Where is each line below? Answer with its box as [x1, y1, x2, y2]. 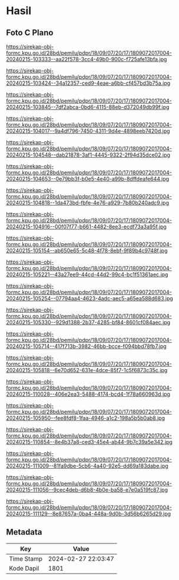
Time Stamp [9, 555, 43, 563]
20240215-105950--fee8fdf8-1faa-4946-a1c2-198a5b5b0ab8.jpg [6, 415, 165, 422]
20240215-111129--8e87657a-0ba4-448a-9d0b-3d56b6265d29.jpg [6, 511, 171, 517]
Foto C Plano [6, 28, 54, 38]
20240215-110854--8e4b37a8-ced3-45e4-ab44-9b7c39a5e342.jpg [6, 439, 173, 445]
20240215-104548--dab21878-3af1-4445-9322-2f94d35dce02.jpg [6, 151, 171, 158]
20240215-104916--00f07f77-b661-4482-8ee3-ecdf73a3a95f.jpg [6, 223, 167, 230]
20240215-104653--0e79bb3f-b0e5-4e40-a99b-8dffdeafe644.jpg [6, 175, 170, 182]
